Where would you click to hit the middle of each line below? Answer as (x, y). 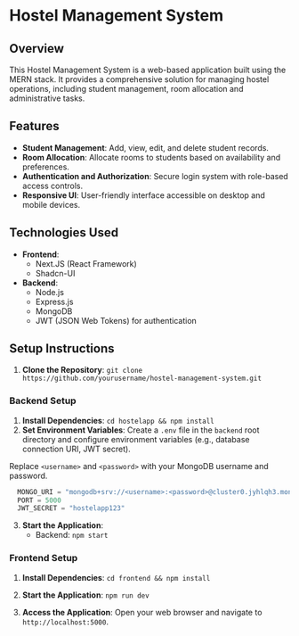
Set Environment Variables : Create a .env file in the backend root (141, 430)
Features (34, 126)
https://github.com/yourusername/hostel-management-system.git (142, 379)
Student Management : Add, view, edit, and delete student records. (145, 147)
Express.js (54, 301)
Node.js (50, 292)
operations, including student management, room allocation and (126, 89)
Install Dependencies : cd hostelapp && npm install (118, 420)
